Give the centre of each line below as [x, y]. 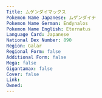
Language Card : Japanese [38, 35]
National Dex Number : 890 [39, 40]
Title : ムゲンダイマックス [36, 12]
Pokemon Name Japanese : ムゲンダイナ [51, 18]
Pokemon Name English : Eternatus [49, 29]
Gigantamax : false [29, 68]
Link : [13, 80]
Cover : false [23, 74]
